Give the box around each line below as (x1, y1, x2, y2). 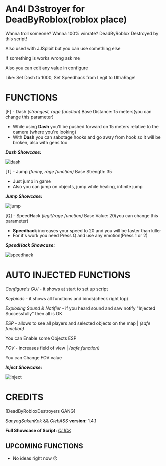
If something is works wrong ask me (5, 55, 80, 61)
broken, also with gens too (12, 139, 68, 145)
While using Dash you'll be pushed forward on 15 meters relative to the (12, 123, 159, 129)
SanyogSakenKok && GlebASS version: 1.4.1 (5, 418, 97, 424)
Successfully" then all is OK (5, 310, 63, 316)
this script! (5, 36, 27, 42)
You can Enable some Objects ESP (5, 335, 77, 341)
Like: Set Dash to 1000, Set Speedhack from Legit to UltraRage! (5, 74, 136, 80)
